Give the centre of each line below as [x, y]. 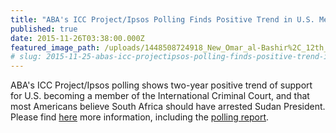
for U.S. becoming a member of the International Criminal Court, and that [160, 96]
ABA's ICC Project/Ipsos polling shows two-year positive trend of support [161, 85]
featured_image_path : [55, 47]
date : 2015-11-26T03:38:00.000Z [77, 38]
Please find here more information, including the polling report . [140, 117]
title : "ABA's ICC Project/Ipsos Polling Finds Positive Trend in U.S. [162, 19]
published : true [44, 29]
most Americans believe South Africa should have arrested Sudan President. [168, 107]
